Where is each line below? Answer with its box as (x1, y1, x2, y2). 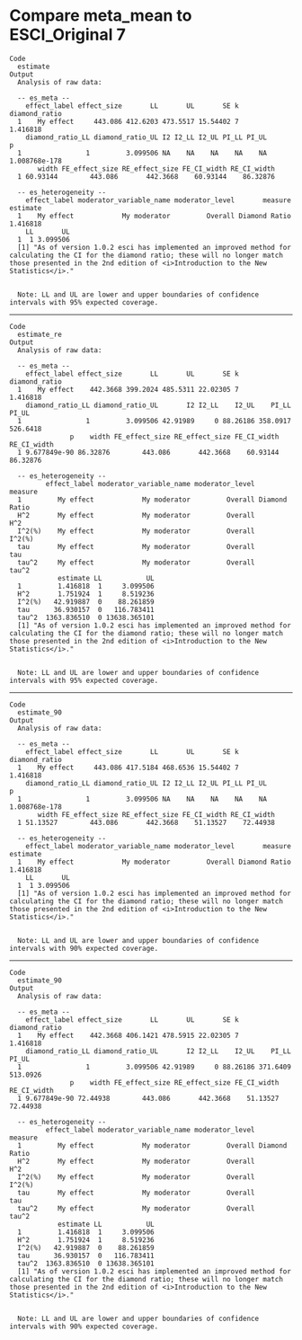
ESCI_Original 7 (9, 24, 126, 45)
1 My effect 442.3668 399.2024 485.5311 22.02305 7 (17, 385, 240, 394)
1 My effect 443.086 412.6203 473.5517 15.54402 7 (17, 117, 240, 126)
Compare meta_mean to (9, 5, 192, 26)
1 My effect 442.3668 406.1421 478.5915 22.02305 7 (17, 1031, 240, 1040)
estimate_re (17, 330, 63, 339)
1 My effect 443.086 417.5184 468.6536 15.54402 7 (17, 763, 240, 772)
